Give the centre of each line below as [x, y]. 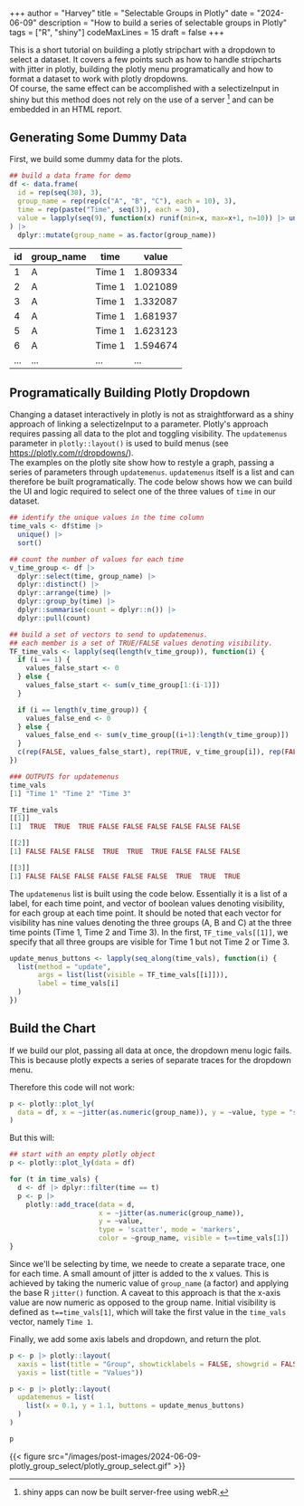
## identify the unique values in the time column [107, 518]
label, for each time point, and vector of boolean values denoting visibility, [147, 903]
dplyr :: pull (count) [54, 618]
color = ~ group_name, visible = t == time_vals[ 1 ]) [194, 1238]
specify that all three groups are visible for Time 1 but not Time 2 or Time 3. [150, 942]
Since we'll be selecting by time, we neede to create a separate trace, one [147, 1263]
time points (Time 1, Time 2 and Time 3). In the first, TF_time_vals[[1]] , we [149, 932]
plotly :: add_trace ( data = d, [81, 1204]
